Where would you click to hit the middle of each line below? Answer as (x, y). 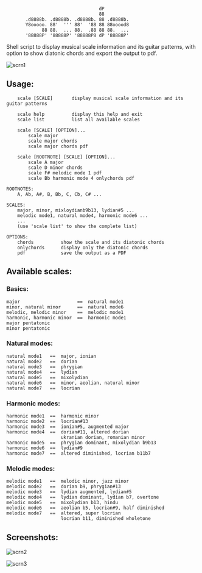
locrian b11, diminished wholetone (106, 519)
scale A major (46, 162)
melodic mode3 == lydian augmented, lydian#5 (69, 492)
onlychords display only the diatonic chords (83, 247)
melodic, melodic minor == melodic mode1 (65, 312)
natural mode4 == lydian (42, 372)
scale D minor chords (56, 168)
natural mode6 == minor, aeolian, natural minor (73, 383)
